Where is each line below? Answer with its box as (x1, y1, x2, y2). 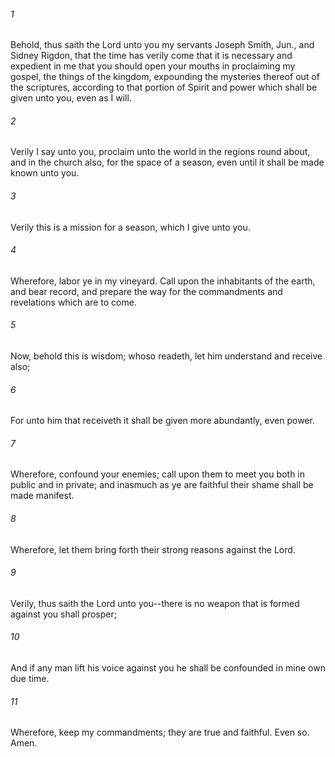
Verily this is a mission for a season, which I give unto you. (10, 221, 251, 233)
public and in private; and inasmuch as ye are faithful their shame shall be (10, 479, 314, 491)
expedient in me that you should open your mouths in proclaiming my (10, 60, 296, 72)
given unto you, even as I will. (10, 92, 132, 104)
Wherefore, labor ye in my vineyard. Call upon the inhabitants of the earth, (10, 275, 316, 287)
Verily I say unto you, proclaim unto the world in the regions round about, (10, 146, 311, 158)
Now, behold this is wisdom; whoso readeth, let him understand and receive (10, 350, 323, 362)
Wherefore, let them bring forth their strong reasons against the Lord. (10, 543, 296, 555)
